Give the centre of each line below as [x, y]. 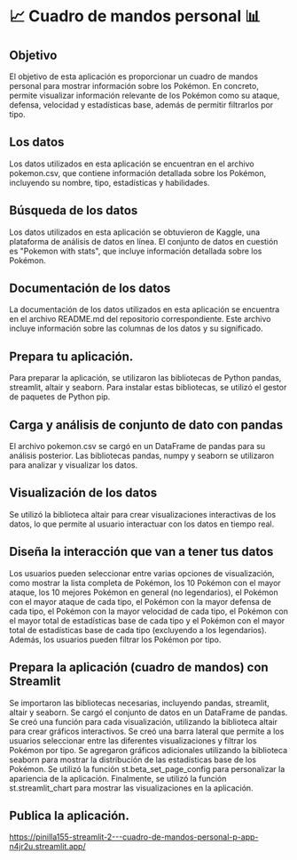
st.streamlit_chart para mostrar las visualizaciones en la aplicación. [132, 788]
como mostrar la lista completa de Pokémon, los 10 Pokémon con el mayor [145, 583]
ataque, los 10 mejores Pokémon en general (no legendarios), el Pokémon [144, 592]
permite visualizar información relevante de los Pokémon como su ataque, [145, 95]
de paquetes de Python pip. [60, 397]
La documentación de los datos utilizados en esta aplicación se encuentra [145, 309]
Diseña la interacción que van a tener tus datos [141, 552]
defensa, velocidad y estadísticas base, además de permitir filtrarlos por [141, 105]
